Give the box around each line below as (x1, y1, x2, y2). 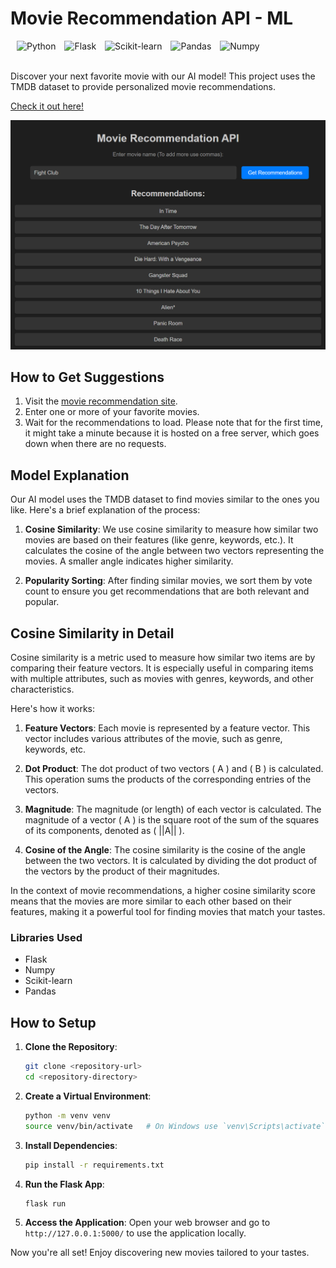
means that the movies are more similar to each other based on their (10, 895, 292, 907)
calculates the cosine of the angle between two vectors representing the (24, 545, 325, 557)
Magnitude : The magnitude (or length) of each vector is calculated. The (24, 803, 322, 816)
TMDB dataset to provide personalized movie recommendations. (10, 80, 277, 92)
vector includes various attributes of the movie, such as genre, (24, 733, 283, 745)
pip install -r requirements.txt (24, 1160, 165, 1170)
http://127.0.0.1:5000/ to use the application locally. (24, 1227, 247, 1239)
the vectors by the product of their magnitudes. (24, 865, 220, 877)
